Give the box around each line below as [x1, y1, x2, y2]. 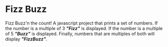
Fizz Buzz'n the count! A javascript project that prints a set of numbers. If [5, 20, 158, 26]
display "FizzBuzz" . [5, 36, 48, 42]
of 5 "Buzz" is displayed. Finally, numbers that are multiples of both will [5, 30, 155, 36]
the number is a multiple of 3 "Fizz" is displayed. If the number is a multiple [5, 25, 163, 31]
